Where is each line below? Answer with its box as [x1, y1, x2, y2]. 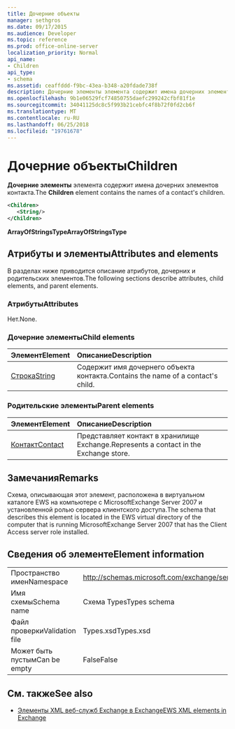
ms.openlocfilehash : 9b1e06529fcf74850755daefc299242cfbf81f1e [7, 95, 196, 102]
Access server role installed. [7, 528, 90, 536]
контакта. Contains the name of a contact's [76, 371, 218, 381]
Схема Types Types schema [83, 597, 175, 607]
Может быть [10, 646, 53, 656]
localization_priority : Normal [7, 50, 99, 57]
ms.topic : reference [7, 36, 68, 43]
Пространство [10, 568, 60, 578]
